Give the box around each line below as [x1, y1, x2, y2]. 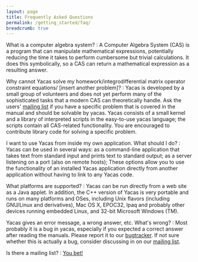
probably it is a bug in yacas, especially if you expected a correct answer [6, 225, 184, 232]
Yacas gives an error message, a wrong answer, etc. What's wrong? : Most [6, 219, 188, 227]
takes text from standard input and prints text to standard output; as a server [6, 152, 192, 160]
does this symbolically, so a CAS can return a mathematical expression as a [6, 60, 190, 67]
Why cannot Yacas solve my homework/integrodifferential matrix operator [6, 78, 186, 85]
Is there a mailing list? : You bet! [6, 250, 84, 257]
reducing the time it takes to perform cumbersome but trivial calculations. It [6, 54, 190, 61]
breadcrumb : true [6, 25, 49, 31]
